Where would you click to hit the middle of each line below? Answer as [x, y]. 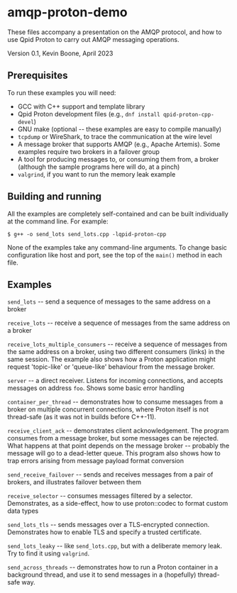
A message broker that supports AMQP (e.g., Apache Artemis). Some [119, 144]
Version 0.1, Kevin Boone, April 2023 [60, 53]
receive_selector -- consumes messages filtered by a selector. [100, 496]
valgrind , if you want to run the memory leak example [97, 174]
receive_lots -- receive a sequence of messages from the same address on [119, 323]
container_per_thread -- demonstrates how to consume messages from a [115, 402]
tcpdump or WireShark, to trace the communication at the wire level [115, 136]
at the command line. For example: [58, 221]
